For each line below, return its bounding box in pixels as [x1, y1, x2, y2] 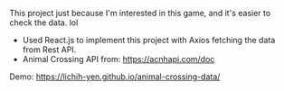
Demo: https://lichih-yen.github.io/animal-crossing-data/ [9, 71, 221, 82]
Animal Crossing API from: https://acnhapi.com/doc [22, 54, 215, 64]
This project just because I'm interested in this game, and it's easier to [9, 8, 271, 18]
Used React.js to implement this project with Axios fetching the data [22, 35, 276, 45]
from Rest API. [22, 44, 77, 55]
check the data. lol [9, 17, 79, 28]
